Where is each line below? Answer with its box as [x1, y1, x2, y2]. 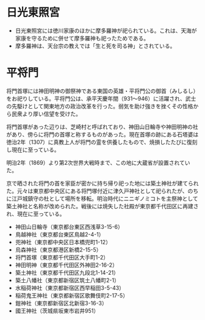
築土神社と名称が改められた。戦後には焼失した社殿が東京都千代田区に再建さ [6, 202, 199, 209]
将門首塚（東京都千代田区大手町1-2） [15, 253, 109, 261]
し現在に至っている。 [6, 146, 60, 153]
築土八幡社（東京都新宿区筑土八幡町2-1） [15, 276, 120, 284]
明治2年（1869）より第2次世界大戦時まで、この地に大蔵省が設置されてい [6, 159, 190, 166]
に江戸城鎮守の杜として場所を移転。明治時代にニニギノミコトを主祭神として [6, 195, 198, 202]
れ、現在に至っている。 [6, 210, 65, 217]
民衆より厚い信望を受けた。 [11, 110, 81, 117]
